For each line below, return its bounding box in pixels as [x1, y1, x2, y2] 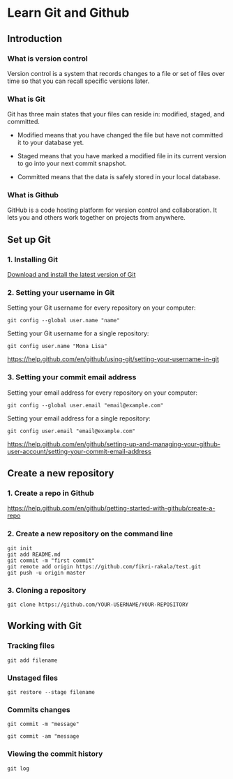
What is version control [7, 54, 89, 63]
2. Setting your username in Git [7, 288, 115, 298]
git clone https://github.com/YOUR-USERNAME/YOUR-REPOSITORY [7, 601, 189, 608]
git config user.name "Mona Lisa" [7, 343, 108, 350]
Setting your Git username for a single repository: [7, 329, 149, 338]
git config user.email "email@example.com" [7, 428, 136, 434]
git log [7, 765, 30, 772]
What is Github [7, 190, 59, 200]
